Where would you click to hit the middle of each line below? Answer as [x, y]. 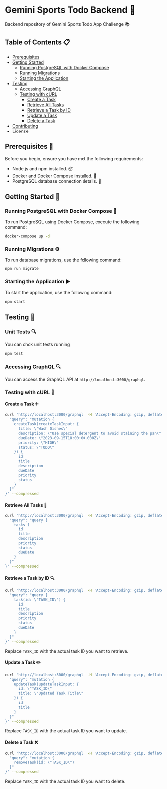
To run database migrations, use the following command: [63, 260]
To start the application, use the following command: [59, 292]
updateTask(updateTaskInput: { [46, 684]
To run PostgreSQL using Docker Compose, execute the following [72, 222]
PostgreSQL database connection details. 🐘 [57, 181]
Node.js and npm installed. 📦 [43, 168]
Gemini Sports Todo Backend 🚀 [70, 10]
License [20, 131]
